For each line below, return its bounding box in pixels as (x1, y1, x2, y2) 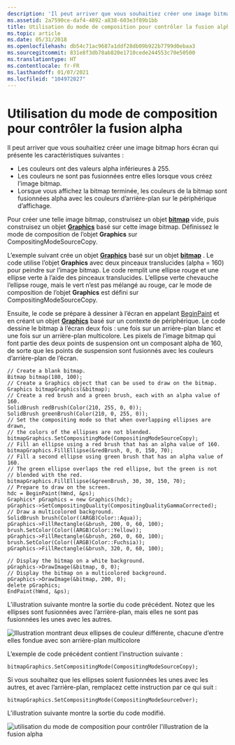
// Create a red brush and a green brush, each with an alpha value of (7, 392, 220, 399)
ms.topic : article (7, 29, 61, 37)
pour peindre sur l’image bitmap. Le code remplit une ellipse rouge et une (7, 266, 219, 274)
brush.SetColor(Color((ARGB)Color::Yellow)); (7, 527, 142, 534)
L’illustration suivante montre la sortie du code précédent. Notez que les (7, 600, 215, 609)
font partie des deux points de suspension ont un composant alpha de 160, (7, 339, 223, 347)
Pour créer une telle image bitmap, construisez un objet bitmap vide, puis (7, 215, 220, 224)
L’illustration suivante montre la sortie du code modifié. (7, 709, 166, 718)
